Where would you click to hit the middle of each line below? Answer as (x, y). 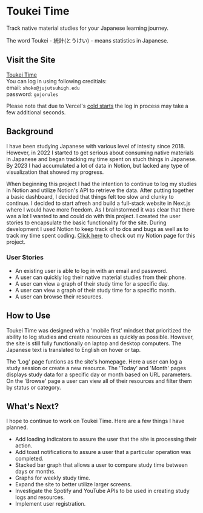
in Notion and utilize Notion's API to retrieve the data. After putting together (100, 190)
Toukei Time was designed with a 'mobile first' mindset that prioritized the (99, 330)
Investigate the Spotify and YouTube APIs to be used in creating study (102, 491)
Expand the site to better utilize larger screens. (73, 484)
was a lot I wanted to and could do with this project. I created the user (93, 216)
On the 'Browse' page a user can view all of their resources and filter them (99, 380)
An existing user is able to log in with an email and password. (91, 270)
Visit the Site (31, 60)
